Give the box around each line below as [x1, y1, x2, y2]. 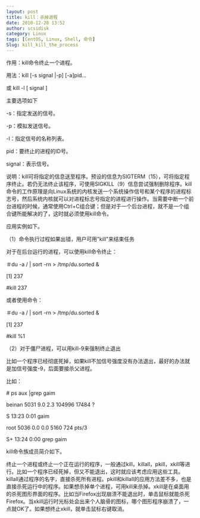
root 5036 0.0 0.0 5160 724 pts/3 [6, 424, 87, 431]
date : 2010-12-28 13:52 [6, 20, 65, 26]
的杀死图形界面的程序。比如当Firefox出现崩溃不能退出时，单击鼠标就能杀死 [6, 490, 190, 497]
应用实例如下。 [6, 223, 43, 230]
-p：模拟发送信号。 [6, 122, 54, 129]
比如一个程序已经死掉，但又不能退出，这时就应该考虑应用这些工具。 [16, 468, 183, 475]
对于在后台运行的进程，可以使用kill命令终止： [6, 248, 117, 255]
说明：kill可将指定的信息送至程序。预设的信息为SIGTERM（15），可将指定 [6, 173, 185, 180]
